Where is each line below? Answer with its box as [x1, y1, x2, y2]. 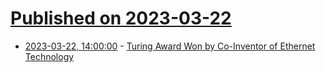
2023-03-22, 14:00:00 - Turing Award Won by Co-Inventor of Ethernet [24, 40, 316, 52]
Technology [24, 50, 75, 62]
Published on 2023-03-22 [10, 7, 232, 30]
